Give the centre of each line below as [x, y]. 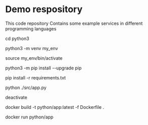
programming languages [31, 28]
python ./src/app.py [26, 88]
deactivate [16, 97]
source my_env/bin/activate [34, 58]
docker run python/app [29, 117]
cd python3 [17, 38]
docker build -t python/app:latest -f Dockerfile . [55, 107]
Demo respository [44, 9]
